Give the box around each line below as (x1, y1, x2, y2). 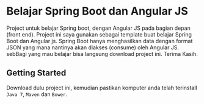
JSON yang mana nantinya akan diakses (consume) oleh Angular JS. (6, 44, 179, 51)
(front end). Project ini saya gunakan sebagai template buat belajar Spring (6, 30, 192, 38)
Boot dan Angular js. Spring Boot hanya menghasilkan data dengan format (6, 37, 193, 44)
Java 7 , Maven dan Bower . (6, 90, 68, 98)
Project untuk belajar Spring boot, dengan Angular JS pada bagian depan (6, 24, 191, 32)
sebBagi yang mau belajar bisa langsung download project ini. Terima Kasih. (6, 50, 199, 57)
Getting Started (6, 68, 67, 78)
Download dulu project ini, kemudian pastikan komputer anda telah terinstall (6, 84, 197, 91)
